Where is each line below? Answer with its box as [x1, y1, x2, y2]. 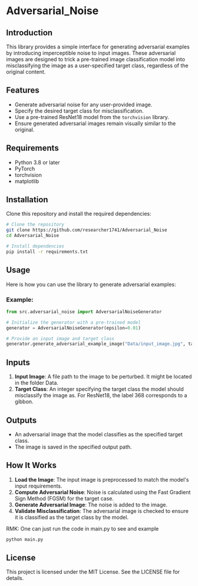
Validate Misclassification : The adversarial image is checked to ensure [14, 507, 189, 514]
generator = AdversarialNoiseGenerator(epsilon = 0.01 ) [6, 325, 141, 331]
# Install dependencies [6, 243, 65, 249]
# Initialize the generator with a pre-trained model [6, 320, 141, 325]
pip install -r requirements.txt [6, 249, 88, 255]
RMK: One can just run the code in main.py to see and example [6, 525, 159, 532]
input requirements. [14, 482, 63, 489]
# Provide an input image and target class [6, 335, 115, 341]
